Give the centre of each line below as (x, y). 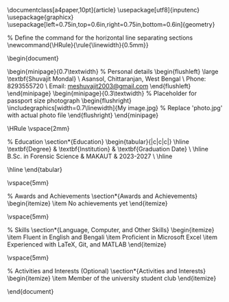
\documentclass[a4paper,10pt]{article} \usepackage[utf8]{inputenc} (104, 10)
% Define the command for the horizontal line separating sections (100, 38)
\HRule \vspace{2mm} (38, 128)
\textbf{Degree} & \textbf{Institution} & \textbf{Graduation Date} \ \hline (108, 149)
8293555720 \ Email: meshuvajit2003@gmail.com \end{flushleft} (99, 86)
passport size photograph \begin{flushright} (70, 101)
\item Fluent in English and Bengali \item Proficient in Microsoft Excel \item (112, 237)
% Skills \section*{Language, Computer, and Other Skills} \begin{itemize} (111, 230)
